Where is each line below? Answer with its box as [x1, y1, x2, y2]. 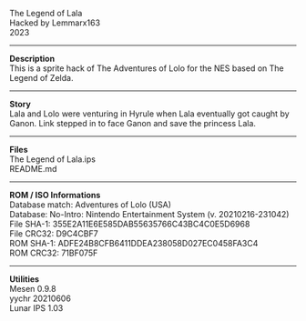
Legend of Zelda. [9, 73, 74, 83]
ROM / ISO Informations [9, 190, 101, 200]
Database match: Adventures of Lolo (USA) [9, 199, 171, 210]
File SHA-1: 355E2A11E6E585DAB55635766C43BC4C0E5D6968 [9, 218, 250, 229]
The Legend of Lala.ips [9, 154, 96, 165]
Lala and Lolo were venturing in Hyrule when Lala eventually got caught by [9, 108, 290, 119]
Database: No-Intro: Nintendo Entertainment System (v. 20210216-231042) [9, 209, 290, 219]
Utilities [9, 274, 39, 285]
